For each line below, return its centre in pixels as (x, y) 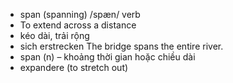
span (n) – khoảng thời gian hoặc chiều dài (107, 57)
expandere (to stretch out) (74, 67)
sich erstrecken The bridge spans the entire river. (121, 46)
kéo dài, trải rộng (54, 35)
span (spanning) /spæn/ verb (80, 14)
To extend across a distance (78, 25)
